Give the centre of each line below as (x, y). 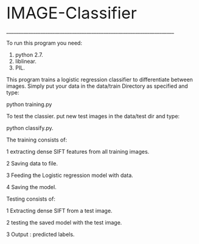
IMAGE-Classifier (72, 13)
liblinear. (26, 61)
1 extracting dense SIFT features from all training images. (78, 152)
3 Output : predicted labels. (40, 234)
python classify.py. (30, 128)
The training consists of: (37, 140)
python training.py (29, 104)
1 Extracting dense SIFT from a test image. (59, 211)
